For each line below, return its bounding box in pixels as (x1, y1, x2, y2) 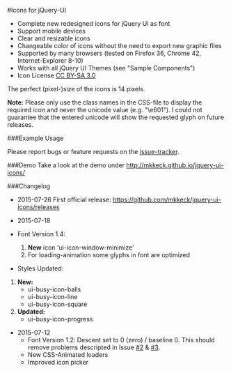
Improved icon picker (27, 358, 89, 366)
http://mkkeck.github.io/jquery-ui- (126, 161, 224, 169)
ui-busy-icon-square (27, 300, 88, 308)
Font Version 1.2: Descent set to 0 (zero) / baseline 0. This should (27, 336, 215, 344)
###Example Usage (7, 134, 64, 142)
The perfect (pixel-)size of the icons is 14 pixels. (7, 85, 145, 93)
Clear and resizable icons (17, 34, 90, 43)
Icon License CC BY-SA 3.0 (17, 71, 96, 79)
